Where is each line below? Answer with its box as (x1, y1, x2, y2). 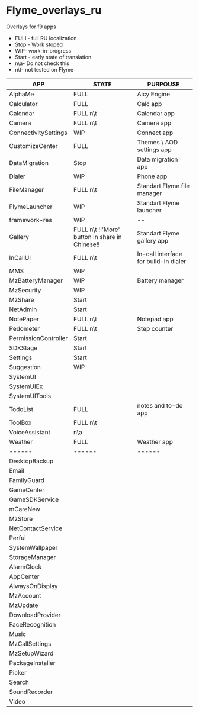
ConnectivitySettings (9, 128, 68, 137)
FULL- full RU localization (14, 34, 77, 41)
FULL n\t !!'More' (73, 225, 120, 234)
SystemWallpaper (9, 543, 58, 551)
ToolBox (9, 418, 32, 427)
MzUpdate (9, 601, 38, 609)
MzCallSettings (9, 640, 52, 648)
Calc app (137, 99, 162, 108)
